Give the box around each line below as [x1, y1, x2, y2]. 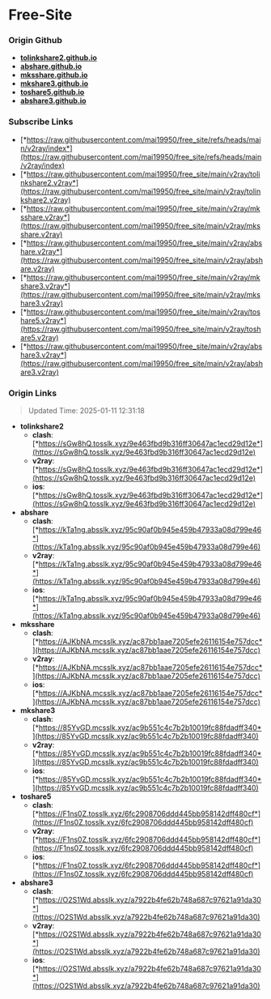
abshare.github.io [19, 62, 83, 71]
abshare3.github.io [19, 96, 87, 106]
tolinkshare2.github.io [19, 53, 97, 62]
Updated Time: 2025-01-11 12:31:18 [28, 406, 146, 416]
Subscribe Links [8, 116, 74, 127]
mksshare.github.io [19, 70, 88, 80]
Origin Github [8, 35, 63, 46]
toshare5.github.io [19, 88, 85, 97]
